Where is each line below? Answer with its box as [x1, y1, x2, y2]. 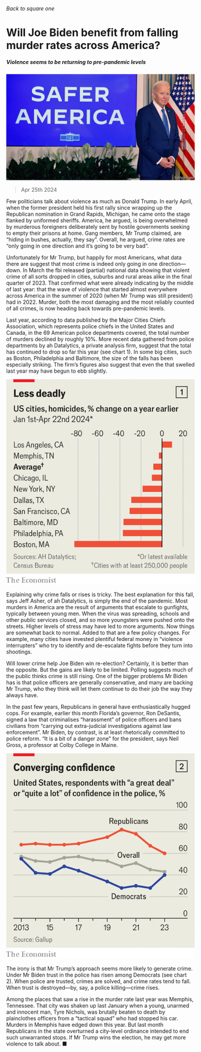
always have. [6, 692, 39, 699]
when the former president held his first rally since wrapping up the [6, 204, 172, 211]
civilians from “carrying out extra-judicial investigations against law [6, 723, 172, 729]
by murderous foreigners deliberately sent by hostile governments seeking [6, 223, 190, 231]
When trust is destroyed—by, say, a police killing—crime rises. [6, 984, 160, 991]
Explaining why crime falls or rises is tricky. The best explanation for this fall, [6, 591, 195, 598]
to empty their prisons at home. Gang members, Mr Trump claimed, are [6, 229, 182, 237]
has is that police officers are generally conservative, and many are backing [6, 679, 193, 686]
